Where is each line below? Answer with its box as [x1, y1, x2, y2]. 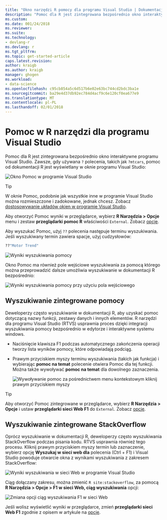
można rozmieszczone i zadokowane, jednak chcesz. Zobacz [5, 198, 131, 204]
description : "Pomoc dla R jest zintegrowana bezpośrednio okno [5, 12, 141, 17]
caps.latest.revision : [5, 58, 52, 63]
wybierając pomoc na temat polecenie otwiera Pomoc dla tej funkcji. [12, 361, 154, 367]
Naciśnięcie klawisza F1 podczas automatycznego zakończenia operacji [12, 340, 160, 347]
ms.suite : [5, 30, 26, 35]
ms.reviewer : [5, 26, 32, 31]
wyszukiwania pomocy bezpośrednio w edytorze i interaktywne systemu [5, 325, 154, 332]
